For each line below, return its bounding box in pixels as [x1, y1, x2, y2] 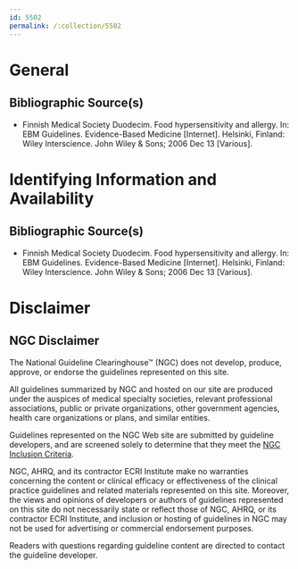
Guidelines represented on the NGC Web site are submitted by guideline [9, 430, 274, 440]
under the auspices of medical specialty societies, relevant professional [9, 393, 274, 404]
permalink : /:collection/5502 [9, 21, 122, 30]
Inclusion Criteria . [9, 448, 74, 459]
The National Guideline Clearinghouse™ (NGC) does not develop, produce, [9, 356, 283, 367]
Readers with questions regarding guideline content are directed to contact [9, 540, 286, 550]
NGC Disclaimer [9, 333, 100, 348]
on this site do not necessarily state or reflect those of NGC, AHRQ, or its [9, 504, 277, 515]
